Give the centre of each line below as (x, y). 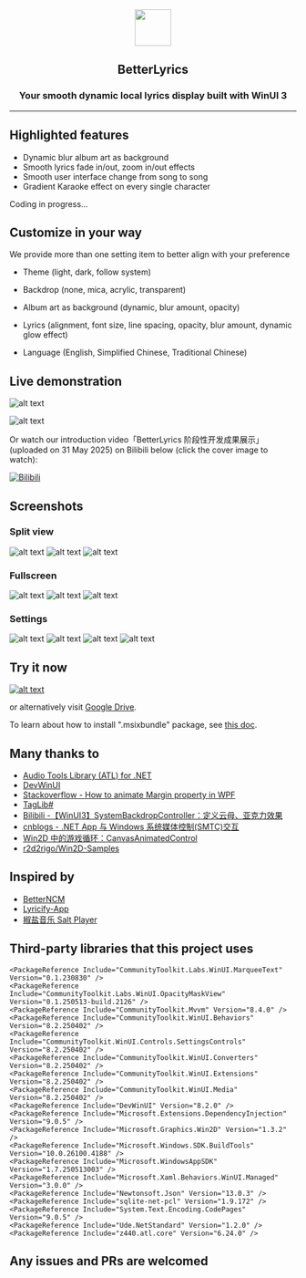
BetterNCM (44, 899)
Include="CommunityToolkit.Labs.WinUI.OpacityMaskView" (117, 993)
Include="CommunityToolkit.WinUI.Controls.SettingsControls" (128, 1042)
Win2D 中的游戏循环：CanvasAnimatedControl (110, 838)
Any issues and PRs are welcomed (109, 1261)
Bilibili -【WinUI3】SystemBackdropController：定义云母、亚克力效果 (153, 816)
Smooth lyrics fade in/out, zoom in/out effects (109, 167)
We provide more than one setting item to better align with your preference (150, 255)
